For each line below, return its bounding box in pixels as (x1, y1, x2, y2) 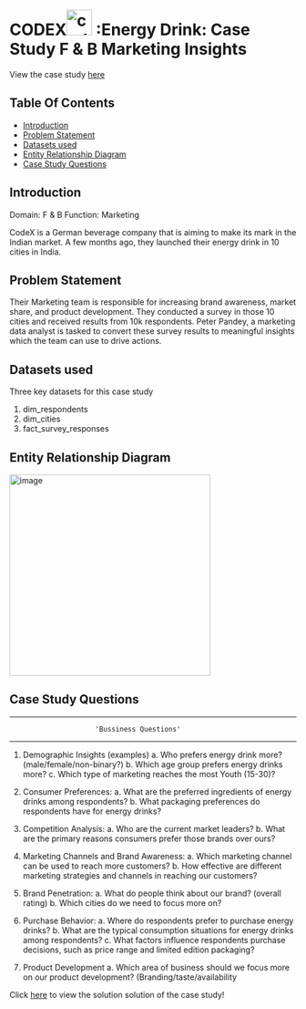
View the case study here (9, 68, 106, 79)
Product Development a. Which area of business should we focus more (22, 962, 290, 973)
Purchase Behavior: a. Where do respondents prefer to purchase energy (22, 915, 294, 926)
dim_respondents (22, 404, 88, 415)
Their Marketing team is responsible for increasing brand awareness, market (9, 296, 297, 307)
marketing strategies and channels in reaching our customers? (22, 869, 258, 880)
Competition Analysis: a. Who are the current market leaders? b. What (22, 823, 285, 834)
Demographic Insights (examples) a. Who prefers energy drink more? (22, 749, 283, 760)
